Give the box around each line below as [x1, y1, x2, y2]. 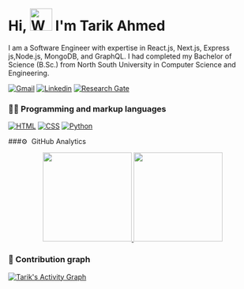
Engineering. [8, 68, 50, 78]
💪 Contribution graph [8, 254, 91, 265]
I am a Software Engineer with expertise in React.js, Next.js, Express [8, 43, 231, 52]
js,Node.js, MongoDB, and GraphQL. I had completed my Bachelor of [8, 51, 232, 61]
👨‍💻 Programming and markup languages [8, 103, 167, 114]
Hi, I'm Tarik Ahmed [8, 17, 166, 35]
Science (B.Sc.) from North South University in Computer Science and [8, 59, 237, 69]
